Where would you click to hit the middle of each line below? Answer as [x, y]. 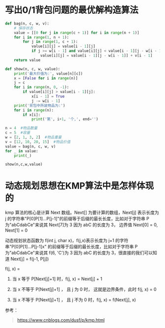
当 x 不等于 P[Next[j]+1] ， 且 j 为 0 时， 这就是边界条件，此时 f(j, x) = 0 [84, 289]
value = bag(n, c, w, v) [30, 146]
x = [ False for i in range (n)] [46, 78]
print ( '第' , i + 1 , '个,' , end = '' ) [65, 119]
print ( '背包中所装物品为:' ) [40, 105]
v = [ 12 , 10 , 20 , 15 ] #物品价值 [38, 142]
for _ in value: [22, 151]
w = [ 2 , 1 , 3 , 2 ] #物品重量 [33, 137]
